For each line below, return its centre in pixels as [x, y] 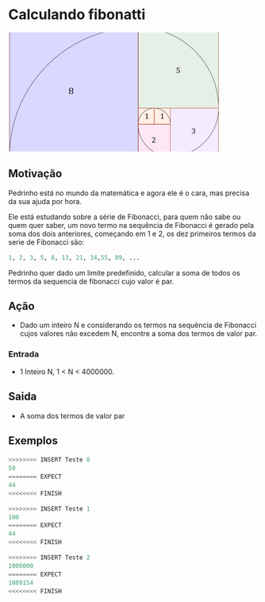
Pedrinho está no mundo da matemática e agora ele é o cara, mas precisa [129, 193]
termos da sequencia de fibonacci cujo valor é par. [91, 281]
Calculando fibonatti [77, 15]
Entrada [24, 354]
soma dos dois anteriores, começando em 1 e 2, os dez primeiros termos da [132, 233]
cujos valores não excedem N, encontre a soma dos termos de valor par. [138, 334]
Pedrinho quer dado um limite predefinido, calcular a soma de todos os [124, 272]
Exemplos [33, 440]
